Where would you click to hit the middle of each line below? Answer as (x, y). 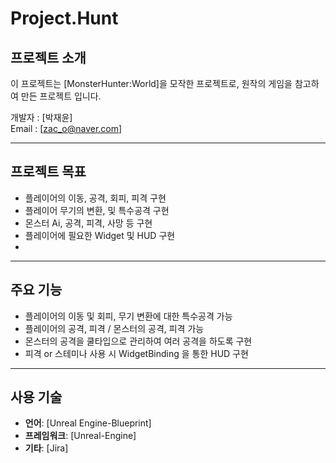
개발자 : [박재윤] (41, 117)
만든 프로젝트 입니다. (61, 96)
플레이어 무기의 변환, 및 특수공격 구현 (97, 210)
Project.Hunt (64, 18)
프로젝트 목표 (48, 172)
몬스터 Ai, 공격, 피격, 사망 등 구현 (88, 223)
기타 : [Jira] (46, 448)
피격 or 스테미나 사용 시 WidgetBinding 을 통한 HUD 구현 (136, 353)
